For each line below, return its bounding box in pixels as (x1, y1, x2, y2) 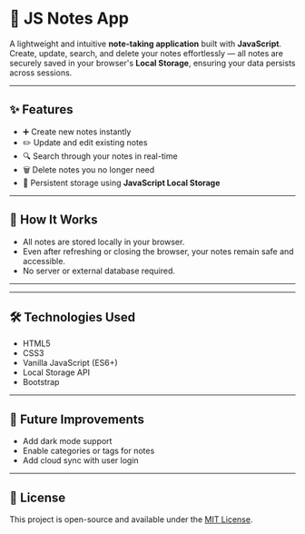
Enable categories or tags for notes (22, 445, 155, 457)
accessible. (22, 255, 66, 266)
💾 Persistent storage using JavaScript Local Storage (22, 177, 221, 188)
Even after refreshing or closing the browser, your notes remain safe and (22, 245, 294, 257)
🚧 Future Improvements (9, 411, 145, 427)
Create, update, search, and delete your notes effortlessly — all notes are (9, 47, 284, 58)
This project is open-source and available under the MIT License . (9, 514, 253, 525)
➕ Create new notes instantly (22, 126, 132, 137)
